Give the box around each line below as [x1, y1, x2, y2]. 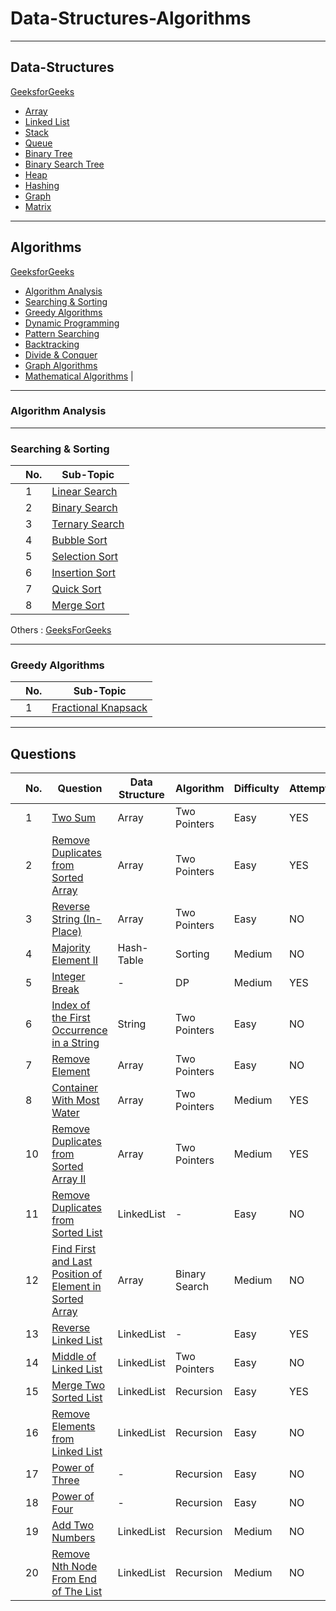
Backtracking [24, 338, 80, 350]
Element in [51, 1280, 102, 1294]
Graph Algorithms [24, 359, 98, 371]
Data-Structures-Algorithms [10, 7, 252, 30]
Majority [51, 941, 91, 955]
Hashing [24, 179, 60, 191]
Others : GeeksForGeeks [10, 624, 112, 636]
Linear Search [51, 485, 118, 499]
